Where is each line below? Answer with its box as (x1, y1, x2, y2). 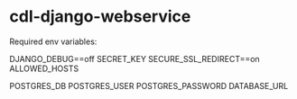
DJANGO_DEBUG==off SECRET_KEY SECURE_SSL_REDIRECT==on (9, 53, 260, 64)
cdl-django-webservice (9, 6, 191, 27)
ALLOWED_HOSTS (9, 63, 79, 74)
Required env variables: (9, 36, 97, 47)
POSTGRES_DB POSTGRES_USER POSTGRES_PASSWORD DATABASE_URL (9, 80, 289, 91)
